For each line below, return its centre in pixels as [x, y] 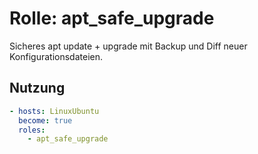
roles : [32, 130]
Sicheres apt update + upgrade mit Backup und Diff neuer [128, 46]
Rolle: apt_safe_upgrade [112, 18]
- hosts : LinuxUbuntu [54, 111]
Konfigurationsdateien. [56, 56]
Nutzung [37, 88]
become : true [45, 120]
